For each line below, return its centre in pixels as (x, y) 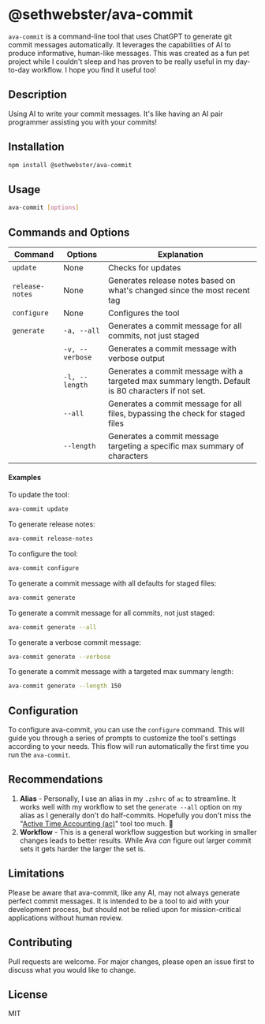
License (28, 994)
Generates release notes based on (172, 280)
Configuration (43, 711)
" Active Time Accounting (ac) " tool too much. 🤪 (96, 823)
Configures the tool (144, 313)
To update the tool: (39, 495)
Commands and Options (69, 232)
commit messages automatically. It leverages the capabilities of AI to (119, 44)
